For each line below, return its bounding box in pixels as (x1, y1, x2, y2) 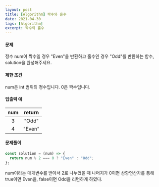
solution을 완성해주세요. (5, 60, 52, 66)
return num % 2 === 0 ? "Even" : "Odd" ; (9, 155, 94, 161)
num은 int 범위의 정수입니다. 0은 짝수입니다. (5, 84, 91, 90)
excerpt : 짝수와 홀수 (5, 26, 45, 31)
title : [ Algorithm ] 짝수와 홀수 (5, 12, 67, 17)
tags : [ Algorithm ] (5, 21, 43, 26)
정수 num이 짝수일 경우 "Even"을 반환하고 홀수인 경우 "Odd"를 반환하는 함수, (5, 53, 155, 59)
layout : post (5, 7, 32, 12)
